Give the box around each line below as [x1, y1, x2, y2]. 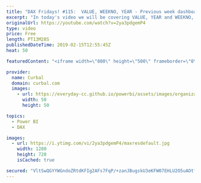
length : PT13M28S [6, 36, 50, 42]
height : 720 [17, 151, 47, 158]
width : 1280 [17, 146, 47, 152]
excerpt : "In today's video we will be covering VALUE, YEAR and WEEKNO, [6, 14, 194, 20]
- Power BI [11, 119, 39, 125]
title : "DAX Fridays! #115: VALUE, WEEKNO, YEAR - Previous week [6, 8, 175, 15]
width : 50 [22, 97, 47, 103]
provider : [6, 69, 31, 75]
